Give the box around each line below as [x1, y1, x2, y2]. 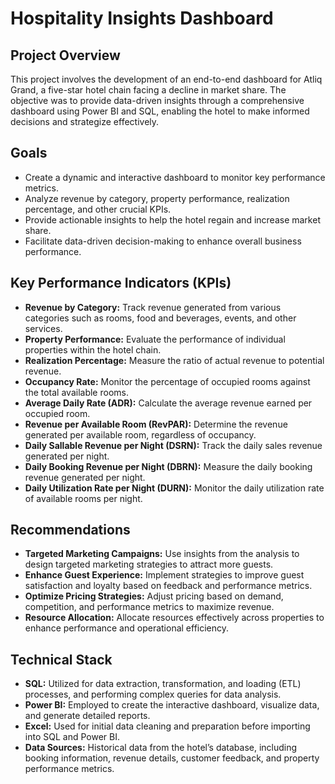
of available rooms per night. [24, 492, 143, 504]
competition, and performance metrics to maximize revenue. [24, 601, 275, 613]
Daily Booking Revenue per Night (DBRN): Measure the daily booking [24, 460, 313, 472]
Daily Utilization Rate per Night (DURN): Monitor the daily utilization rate [24, 482, 325, 494]
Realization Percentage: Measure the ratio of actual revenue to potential [24, 354, 325, 366]
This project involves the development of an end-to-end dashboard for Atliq [10, 73, 323, 85]
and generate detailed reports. [24, 710, 151, 722]
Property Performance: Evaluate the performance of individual [24, 333, 286, 345]
